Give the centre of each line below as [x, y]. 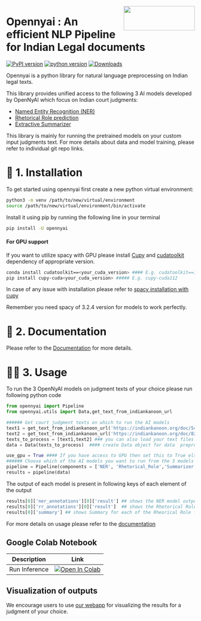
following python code [34, 395]
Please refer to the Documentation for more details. [69, 348]
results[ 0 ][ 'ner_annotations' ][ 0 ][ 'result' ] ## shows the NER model [93, 501]
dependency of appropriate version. [51, 261]
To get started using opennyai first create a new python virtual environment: [100, 189]
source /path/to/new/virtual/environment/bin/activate [76, 206]
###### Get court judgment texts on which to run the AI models [88, 423]
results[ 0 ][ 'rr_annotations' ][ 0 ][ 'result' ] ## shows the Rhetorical [95, 507]
